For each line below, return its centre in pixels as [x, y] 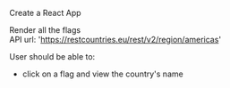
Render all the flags [45, 30]
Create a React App [46, 13]
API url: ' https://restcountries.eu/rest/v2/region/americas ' [115, 40]
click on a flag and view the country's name [102, 74]
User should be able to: [52, 56]
